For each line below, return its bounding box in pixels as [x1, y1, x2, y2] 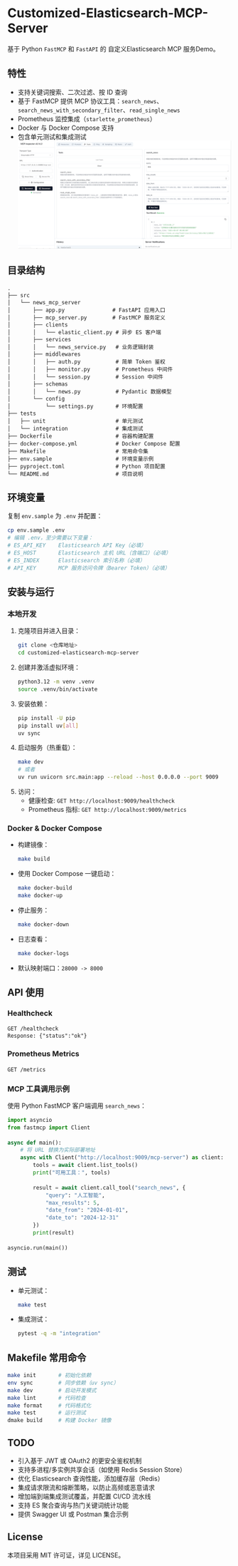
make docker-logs [17, 949, 70, 957]
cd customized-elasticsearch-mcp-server [17, 649, 139, 656]
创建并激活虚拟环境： [17, 663, 80, 671]
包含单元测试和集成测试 [17, 132, 87, 140]
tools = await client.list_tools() [33, 1162, 139, 1169]
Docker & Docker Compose [7, 823, 102, 833]
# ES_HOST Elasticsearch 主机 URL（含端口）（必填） [7, 549, 172, 557]
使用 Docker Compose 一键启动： [17, 870, 117, 878]
